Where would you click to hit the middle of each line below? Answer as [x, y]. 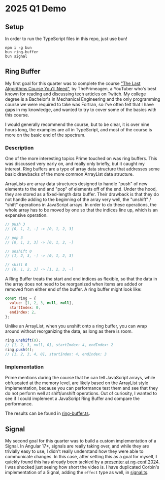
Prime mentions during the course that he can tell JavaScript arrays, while [80, 378]
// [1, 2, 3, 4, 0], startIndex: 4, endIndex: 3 [56, 354]
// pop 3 [14, 238]
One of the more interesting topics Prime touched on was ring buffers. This [81, 159]
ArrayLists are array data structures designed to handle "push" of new [76, 184]
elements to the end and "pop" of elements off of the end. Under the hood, [81, 189]
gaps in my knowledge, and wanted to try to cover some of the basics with [81, 110]
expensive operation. [26, 215]
